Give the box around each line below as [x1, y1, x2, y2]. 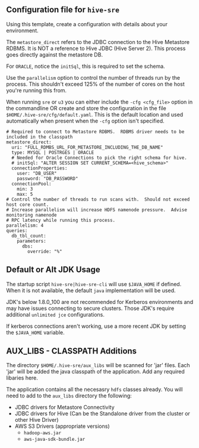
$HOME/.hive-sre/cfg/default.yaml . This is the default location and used [6, 111, 184, 118]
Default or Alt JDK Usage [6, 265, 100, 275]
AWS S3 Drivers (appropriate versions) [14, 422, 110, 430]
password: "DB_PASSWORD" [17, 176, 78, 181]
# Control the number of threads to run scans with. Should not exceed [6, 196, 190, 202]
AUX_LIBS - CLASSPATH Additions [6, 346, 137, 356]
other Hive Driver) [14, 416, 59, 424]
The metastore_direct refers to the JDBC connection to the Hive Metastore [6, 38, 190, 45]
